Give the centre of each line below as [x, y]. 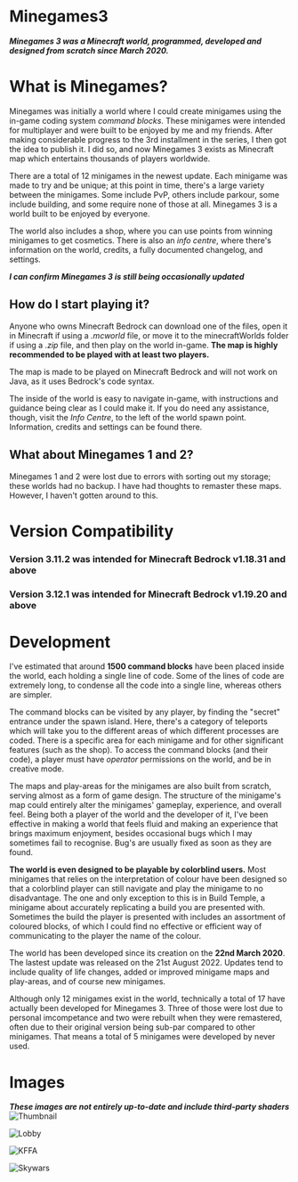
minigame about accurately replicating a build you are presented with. [137, 908]
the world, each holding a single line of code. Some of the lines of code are [147, 676]
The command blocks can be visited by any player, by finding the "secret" [145, 712]
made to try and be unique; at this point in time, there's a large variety [137, 185]
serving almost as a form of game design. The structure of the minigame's [145, 795]
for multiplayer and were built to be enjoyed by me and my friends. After [141, 130]
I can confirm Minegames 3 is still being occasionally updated [127, 276]
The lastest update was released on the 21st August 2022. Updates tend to [146, 963]
